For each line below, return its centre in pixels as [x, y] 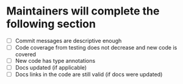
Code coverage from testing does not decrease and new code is [96, 47]
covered [26, 54]
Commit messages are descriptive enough [68, 40]
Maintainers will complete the [83, 11]
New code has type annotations [55, 61]
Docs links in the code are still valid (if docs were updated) [89, 74]
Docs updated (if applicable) [51, 68]
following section [51, 24]
